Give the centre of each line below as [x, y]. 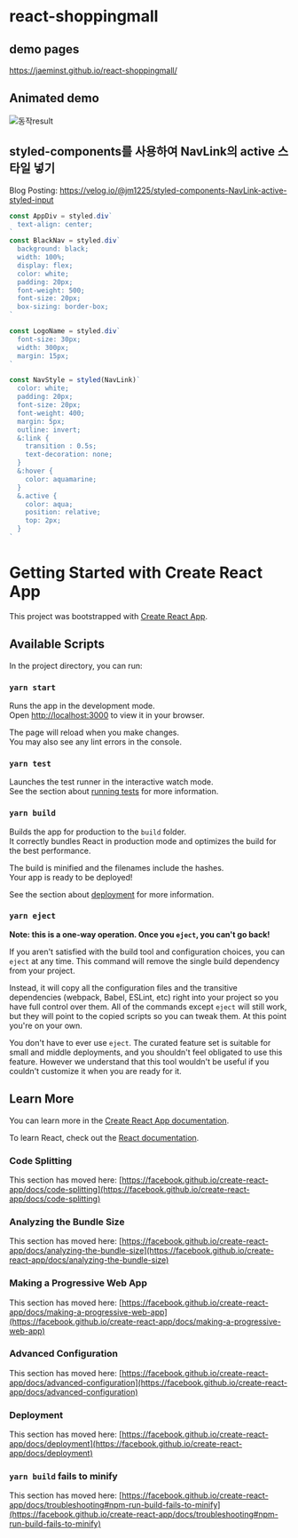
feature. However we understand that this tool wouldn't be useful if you [139, 1061]
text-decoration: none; [69, 455]
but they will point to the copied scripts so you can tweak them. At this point [148, 1016]
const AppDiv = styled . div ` [61, 216]
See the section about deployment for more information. [112, 894]
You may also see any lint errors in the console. [95, 741]
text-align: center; [55, 224]
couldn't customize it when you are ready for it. [95, 1071]
